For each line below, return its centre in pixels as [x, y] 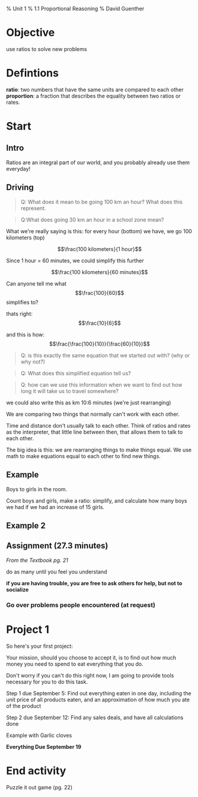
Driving [20, 188]
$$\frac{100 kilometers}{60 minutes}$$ [100, 272]
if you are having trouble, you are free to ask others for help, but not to [94, 583]
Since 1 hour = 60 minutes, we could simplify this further [75, 261]
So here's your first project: [39, 646]
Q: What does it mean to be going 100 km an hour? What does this [101, 202]
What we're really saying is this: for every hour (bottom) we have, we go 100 [99, 231]
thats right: [19, 313]
